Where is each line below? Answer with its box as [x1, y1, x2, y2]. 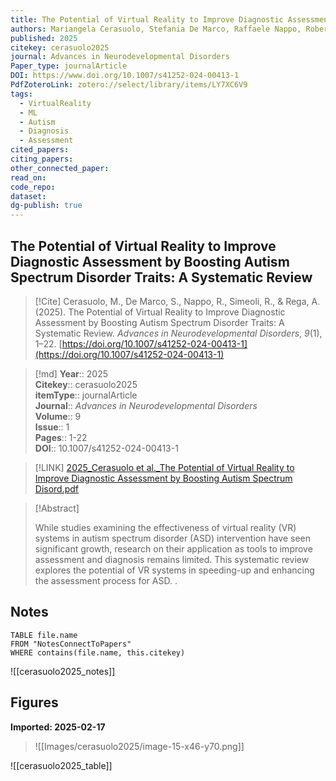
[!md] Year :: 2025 [34, 367, 109, 380]
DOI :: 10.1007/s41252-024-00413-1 [34, 442, 179, 454]
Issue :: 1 [34, 421, 70, 433]
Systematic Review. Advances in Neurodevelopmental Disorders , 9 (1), [34, 327, 323, 339]
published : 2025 [10, 33, 78, 43]
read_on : [10, 172, 47, 183]
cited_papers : [10, 145, 70, 155]
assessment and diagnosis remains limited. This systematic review [34, 553, 310, 565]
